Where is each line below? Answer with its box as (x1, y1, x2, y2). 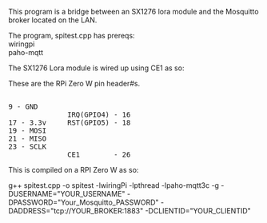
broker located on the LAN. (8, 15, 98, 25)
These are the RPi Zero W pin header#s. (8, 79, 141, 88)
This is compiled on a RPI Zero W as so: (8, 165, 139, 174)
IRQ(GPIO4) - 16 (67, 110, 131, 119)
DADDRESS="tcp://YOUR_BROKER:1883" (8, 206, 144, 215)
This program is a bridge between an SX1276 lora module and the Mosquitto (8, 7, 259, 16)
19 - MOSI (8, 126, 46, 135)
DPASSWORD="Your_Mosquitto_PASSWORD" (8, 197, 159, 207)
